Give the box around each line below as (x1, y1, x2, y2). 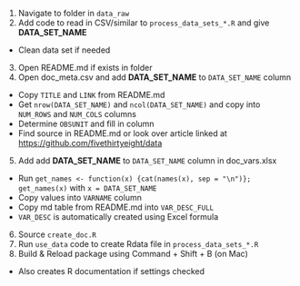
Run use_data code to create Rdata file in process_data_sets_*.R (17, 239, 259, 249)
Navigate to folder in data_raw (17, 8, 130, 18)
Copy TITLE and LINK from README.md (17, 90, 165, 100)
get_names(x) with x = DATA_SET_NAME (17, 182, 157, 193)
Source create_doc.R (17, 229, 97, 240)
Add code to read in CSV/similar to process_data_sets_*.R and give (17, 17, 270, 28)
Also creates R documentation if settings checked (17, 266, 205, 276)
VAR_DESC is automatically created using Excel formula (17, 212, 219, 222)
